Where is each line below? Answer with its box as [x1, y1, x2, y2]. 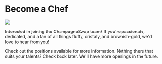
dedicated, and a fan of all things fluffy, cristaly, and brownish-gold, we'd [5, 33, 152, 39]
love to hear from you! [5, 39, 50, 45]
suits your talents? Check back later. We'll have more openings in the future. [5, 53, 158, 59]
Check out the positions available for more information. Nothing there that [5, 48, 153, 54]
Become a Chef [5, 3, 68, 15]
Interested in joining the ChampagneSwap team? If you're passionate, [5, 28, 145, 34]
